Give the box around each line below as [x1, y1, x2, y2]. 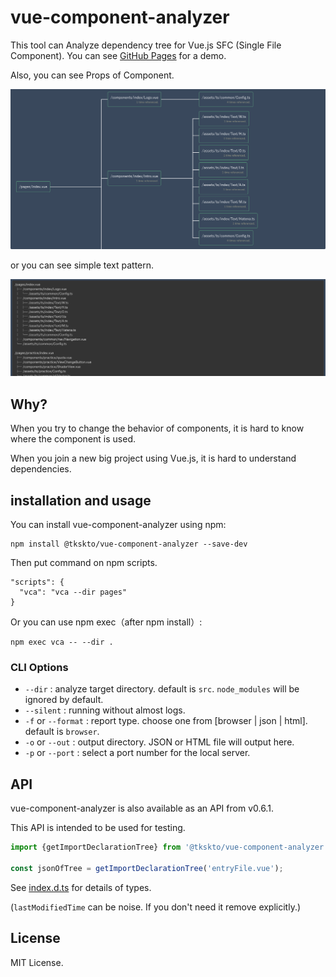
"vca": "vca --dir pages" [19, 587, 128, 598]
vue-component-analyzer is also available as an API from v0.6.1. [10, 802, 274, 815]
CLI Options [10, 660, 69, 674]
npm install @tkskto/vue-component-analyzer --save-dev [10, 539, 248, 550]
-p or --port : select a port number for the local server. [24, 747, 251, 759]
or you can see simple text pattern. [10, 259, 155, 271]
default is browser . [24, 726, 100, 738]
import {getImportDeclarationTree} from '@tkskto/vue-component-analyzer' [10, 842, 329, 853]
